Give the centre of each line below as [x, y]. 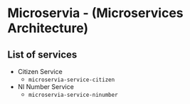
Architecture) [48, 28]
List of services [42, 54]
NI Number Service [46, 87]
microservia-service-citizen [72, 80]
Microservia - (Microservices [95, 13]
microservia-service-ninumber [73, 95]
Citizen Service [40, 72]
